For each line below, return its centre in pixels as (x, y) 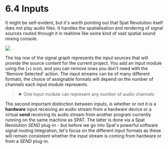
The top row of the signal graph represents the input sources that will (77, 58)
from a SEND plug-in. (27, 141)
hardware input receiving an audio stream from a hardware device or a (78, 109)
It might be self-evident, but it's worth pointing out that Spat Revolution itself (84, 23)
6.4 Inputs (27, 9)
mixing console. (22, 39)
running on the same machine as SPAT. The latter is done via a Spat (75, 120)
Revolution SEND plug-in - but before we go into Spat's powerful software (82, 125)
